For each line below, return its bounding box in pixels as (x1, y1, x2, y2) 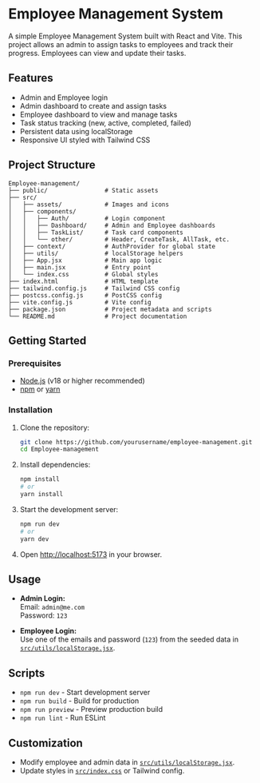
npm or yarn (19, 384, 61, 394)
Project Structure (8, 158, 96, 172)
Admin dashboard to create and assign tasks (19, 101, 167, 110)
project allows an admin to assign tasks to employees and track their (8, 39, 234, 49)
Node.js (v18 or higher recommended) (19, 376, 145, 386)
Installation (8, 404, 53, 415)
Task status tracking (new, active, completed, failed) (19, 117, 191, 128)
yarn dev (19, 535, 49, 543)
